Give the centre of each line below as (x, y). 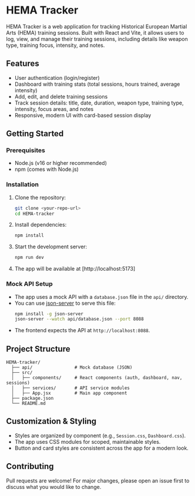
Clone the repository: (40, 197)
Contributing (30, 466)
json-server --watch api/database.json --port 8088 (79, 319)
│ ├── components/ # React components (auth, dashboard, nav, (97, 378)
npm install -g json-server (49, 314)
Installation (23, 184)
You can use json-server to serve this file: (65, 303)
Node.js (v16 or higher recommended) (60, 163)
